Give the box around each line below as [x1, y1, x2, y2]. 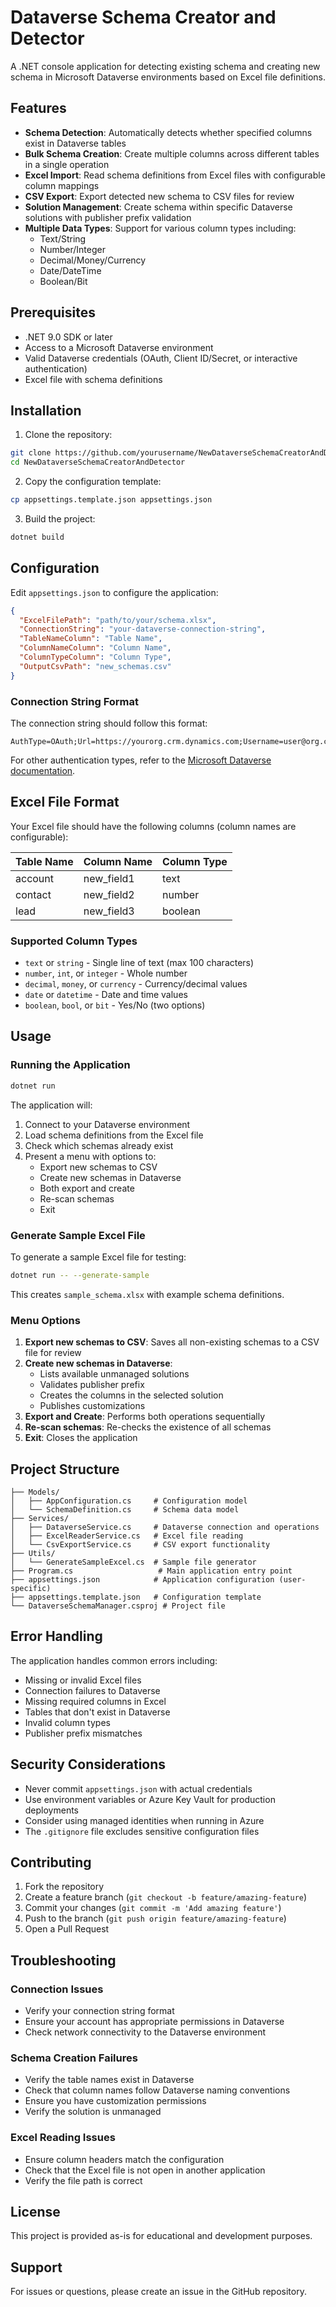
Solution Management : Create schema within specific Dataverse [24, 201, 293, 213]
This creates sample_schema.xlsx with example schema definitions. [10, 1288, 285, 1300]
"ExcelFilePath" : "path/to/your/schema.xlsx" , [19, 615, 217, 625]
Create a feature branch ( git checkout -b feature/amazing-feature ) [24, 1891, 308, 1903]
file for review [24, 1347, 82, 1359]
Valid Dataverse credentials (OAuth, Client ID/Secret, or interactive [24, 352, 298, 364]
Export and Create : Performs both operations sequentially [24, 1411, 265, 1423]
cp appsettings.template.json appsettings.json [10, 495, 213, 505]
